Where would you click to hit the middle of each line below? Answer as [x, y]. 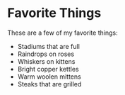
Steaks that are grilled [49, 84]
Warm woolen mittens [49, 77]
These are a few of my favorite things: [63, 33]
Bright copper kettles [48, 69]
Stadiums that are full [48, 46]
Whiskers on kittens [46, 61]
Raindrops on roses [46, 54]
